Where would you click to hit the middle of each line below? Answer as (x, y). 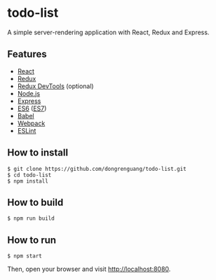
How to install (38, 153)
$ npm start (25, 256)
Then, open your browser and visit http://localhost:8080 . (89, 269)
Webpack (31, 123)
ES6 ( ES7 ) (32, 108)
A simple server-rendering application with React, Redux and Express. (108, 32)
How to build (35, 202)
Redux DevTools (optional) (55, 86)
